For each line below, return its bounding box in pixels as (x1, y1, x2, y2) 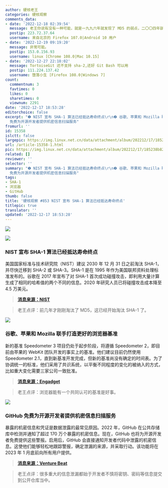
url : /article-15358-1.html (5, 142, 64, 148)
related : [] (5, 152, 30, 157)
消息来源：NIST (17, 297, 50, 303)
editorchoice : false (5, 110, 48, 115)
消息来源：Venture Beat (17, 460, 67, 466)
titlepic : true (5, 203, 37, 208)
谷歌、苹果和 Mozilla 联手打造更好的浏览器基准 (5, 330, 118, 337)
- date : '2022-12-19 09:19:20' (5, 40, 70, 45)
